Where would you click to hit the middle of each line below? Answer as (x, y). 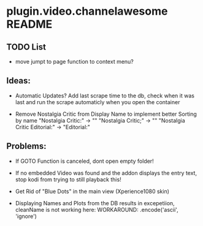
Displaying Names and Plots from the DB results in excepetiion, (95, 203)
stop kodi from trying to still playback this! (68, 179)
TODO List (26, 47)
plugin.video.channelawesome (87, 11)
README (29, 24)
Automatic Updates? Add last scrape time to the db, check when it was (105, 96)
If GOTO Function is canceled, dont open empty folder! (85, 161)
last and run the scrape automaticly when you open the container (98, 102)
